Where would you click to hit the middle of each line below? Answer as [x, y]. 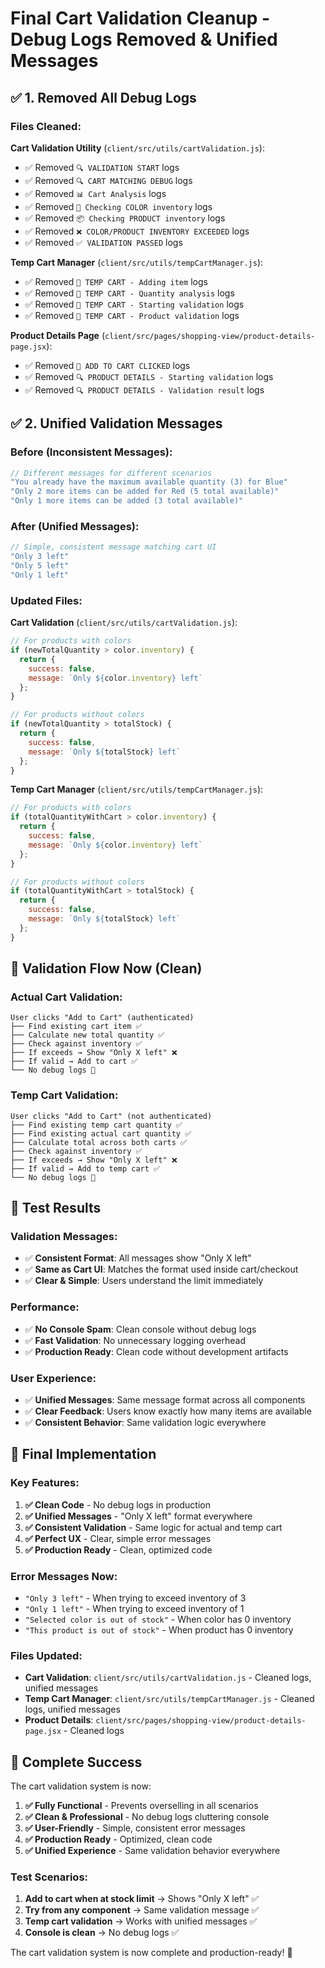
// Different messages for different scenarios [111, 473]
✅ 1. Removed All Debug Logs [103, 97]
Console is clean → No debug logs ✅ [102, 1933]
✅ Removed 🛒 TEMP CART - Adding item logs [116, 281]
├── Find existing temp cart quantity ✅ [96, 1125]
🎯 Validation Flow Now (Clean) [106, 968]
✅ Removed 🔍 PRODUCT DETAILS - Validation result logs [144, 389]
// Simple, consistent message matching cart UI [113, 547]
